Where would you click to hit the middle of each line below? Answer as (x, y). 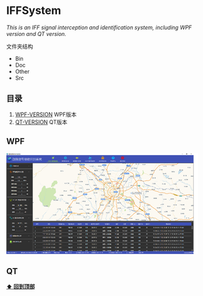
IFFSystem (34, 11)
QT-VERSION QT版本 (41, 122)
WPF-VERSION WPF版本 (46, 114)
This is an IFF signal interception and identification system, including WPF (99, 27)
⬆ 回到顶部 (21, 286)
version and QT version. (36, 33)
